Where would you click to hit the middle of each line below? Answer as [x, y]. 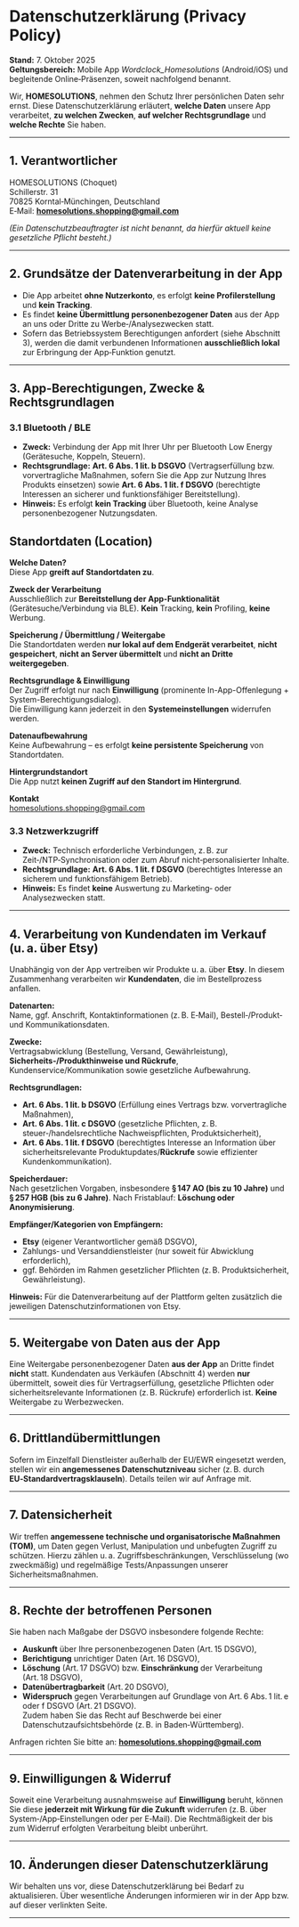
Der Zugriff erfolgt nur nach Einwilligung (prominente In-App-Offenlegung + [149, 690]
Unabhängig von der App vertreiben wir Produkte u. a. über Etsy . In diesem [147, 970]
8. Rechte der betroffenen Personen [110, 1610]
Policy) [36, 35]
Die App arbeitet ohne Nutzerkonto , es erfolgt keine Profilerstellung [149, 295]
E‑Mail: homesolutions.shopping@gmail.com [94, 210]
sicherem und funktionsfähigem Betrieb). [97, 879]
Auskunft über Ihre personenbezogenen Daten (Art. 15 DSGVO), [139, 1649]
